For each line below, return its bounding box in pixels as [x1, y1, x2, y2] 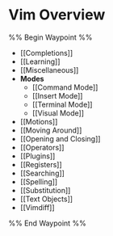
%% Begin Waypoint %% [8, 32, 93, 42]
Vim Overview [8, 6, 106, 24]
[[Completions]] [19, 48, 73, 57]
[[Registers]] [19, 159, 62, 169]
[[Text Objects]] [19, 194, 73, 204]
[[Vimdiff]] [19, 202, 55, 212]
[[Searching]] [19, 168, 65, 178]
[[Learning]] [19, 57, 61, 66]
